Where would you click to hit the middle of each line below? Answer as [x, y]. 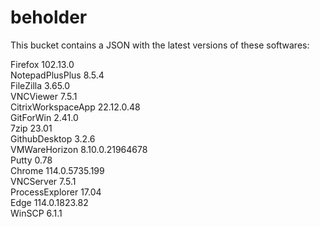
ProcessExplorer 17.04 [56, 192]
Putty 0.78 [31, 160]
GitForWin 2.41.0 [44, 117]
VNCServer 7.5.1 [43, 181]
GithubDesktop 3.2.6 [53, 138]
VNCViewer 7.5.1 [44, 96]
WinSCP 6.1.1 [36, 213]
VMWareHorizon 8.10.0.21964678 [79, 149]
